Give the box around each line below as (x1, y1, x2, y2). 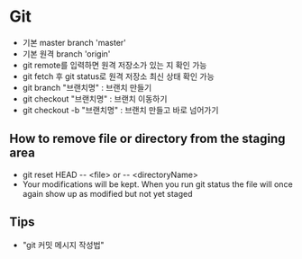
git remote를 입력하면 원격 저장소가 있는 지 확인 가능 (22, 59, 207, 70)
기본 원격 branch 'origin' (22, 48, 111, 59)
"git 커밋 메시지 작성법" (22, 239, 105, 250)
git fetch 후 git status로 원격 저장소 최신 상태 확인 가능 (22, 70, 215, 82)
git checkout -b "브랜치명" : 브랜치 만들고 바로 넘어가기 (22, 104, 219, 115)
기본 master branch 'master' (22, 37, 126, 48)
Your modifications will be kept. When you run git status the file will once (22, 178, 293, 190)
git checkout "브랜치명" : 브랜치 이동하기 (22, 93, 168, 104)
